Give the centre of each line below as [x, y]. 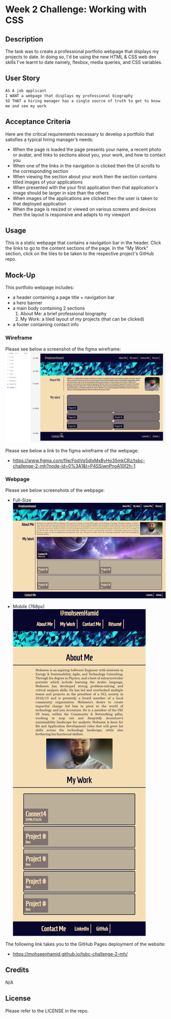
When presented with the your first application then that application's [85, 187]
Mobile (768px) [28, 607]
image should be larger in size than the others [61, 193]
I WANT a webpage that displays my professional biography [69, 96]
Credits [17, 970]
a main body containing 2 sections [49, 308]
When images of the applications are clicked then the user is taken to [85, 198]
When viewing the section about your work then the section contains [85, 176]
